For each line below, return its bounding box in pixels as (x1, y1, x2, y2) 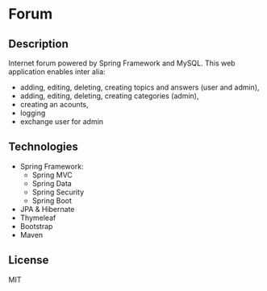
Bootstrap (19, 221, 53, 231)
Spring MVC (31, 170, 73, 180)
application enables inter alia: (8, 67, 106, 77)
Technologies (8, 140, 79, 154)
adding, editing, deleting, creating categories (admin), (19, 91, 199, 101)
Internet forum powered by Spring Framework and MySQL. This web (8, 58, 236, 68)
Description (8, 37, 69, 51)
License (8, 253, 49, 267)
